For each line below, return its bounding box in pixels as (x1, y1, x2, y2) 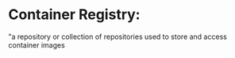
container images (8, 40, 65, 49)
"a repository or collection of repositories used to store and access (8, 32, 228, 41)
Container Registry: (8, 6, 141, 24)
